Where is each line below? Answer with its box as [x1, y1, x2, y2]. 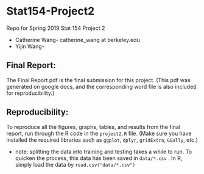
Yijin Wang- [15, 43, 44, 50]
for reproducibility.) [6, 89, 55, 97]
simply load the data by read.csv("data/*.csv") [15, 161, 136, 168]
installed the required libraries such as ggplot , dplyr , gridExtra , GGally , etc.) [6, 136, 198, 144]
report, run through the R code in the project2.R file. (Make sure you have [6, 130, 192, 137]
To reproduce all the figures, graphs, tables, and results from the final [6, 123, 181, 130]
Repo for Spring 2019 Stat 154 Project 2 [6, 24, 105, 32]
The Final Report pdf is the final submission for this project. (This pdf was [6, 76, 191, 83]
